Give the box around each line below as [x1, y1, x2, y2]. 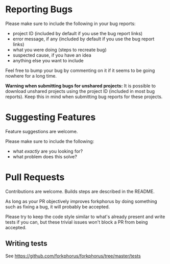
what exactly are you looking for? [12, 148, 83, 154]
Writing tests [5, 239, 47, 248]
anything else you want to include [12, 57, 84, 63]
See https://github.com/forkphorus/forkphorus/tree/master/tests [5, 253, 141, 259]
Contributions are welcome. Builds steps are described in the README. [5, 188, 155, 195]
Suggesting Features [5, 111, 96, 123]
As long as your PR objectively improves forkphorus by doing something [5, 198, 157, 204]
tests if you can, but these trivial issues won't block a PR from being [5, 219, 148, 225]
